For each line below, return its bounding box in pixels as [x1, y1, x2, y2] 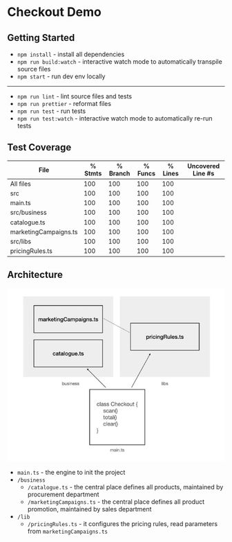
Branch [109, 169, 130, 177]
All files [10, 180, 31, 188]
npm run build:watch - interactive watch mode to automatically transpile [17, 58, 222, 66]
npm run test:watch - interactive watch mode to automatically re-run [17, 114, 213, 122]
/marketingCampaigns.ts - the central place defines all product [27, 498, 205, 506]
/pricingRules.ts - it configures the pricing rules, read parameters [27, 520, 218, 527]
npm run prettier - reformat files [17, 100, 112, 107]
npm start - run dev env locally [17, 72, 106, 80]
